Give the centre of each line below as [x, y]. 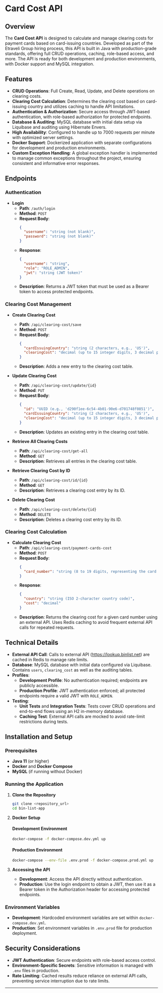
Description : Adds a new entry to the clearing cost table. [76, 366]
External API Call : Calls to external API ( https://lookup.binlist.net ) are [81, 654]
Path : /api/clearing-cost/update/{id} [58, 385]
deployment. [24, 933]
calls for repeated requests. [47, 627]
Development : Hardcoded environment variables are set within [75, 918]
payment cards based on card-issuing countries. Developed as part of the [79, 43]
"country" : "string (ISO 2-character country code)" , [79, 599]
